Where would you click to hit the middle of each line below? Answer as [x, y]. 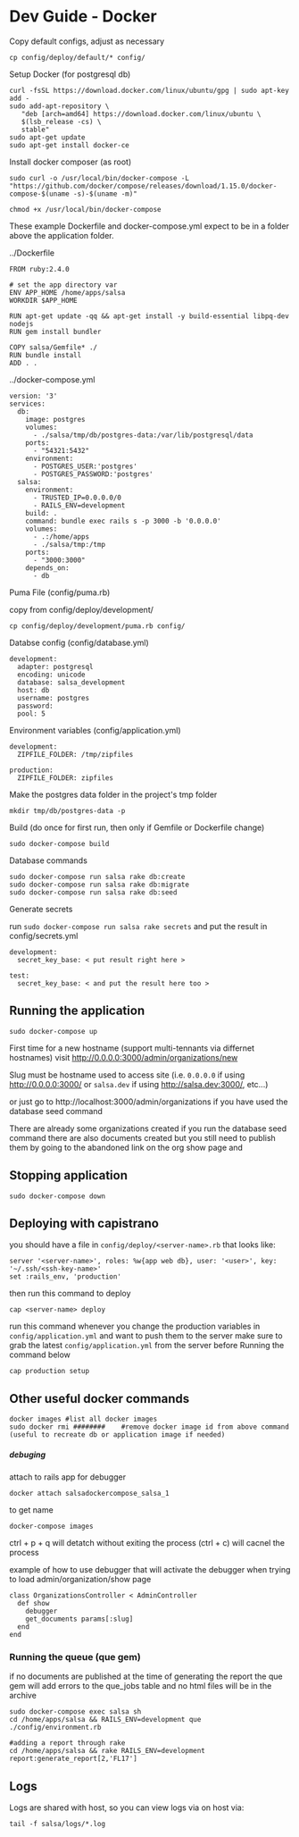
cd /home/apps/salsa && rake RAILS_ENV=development [107, 1751]
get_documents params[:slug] [79, 1619]
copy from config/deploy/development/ [82, 609]
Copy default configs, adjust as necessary [87, 41]
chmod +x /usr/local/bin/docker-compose [86, 209]
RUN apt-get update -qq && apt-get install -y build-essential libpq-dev [149, 316]
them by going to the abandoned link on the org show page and [126, 1147]
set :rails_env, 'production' [66, 1277]
